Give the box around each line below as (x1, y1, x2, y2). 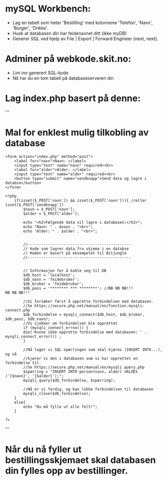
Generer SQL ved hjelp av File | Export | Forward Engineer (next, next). (12, 36, 158, 42)
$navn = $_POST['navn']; (23, 207, 75, 212)
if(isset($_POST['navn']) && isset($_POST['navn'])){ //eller (14, 198, 147, 203)
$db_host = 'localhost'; (23, 272, 75, 277)
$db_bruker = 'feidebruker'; (23, 281, 84, 286)
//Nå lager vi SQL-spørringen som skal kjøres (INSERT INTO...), (23, 347, 163, 352)
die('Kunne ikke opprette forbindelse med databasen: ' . (23, 330, 147, 335)
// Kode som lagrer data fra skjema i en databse (23, 246, 129, 251)
